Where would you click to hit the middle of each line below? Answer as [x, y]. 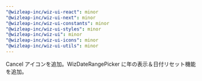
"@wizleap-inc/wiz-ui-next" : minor [51, 18]
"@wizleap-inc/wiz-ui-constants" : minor [58, 23]
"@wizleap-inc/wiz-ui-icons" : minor [52, 40]
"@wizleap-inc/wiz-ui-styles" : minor [54, 29]
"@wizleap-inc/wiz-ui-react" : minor [52, 12]
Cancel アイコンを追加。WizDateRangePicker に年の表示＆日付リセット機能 [101, 64]
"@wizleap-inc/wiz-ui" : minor [44, 35]
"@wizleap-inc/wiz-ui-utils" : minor [52, 46]
